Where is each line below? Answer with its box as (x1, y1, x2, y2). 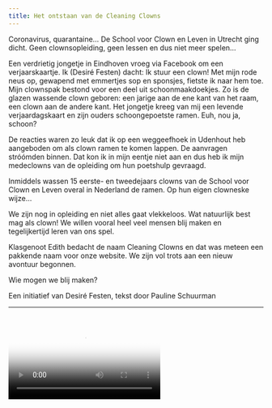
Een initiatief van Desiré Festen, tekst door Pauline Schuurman (8, 290, 216, 300)
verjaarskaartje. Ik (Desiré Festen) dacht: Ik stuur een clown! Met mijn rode (8, 67, 257, 77)
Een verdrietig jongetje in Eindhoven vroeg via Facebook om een (8, 58, 224, 68)
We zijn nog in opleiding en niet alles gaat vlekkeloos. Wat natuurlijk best (8, 208, 251, 219)
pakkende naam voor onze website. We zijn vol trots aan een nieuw (8, 251, 233, 260)
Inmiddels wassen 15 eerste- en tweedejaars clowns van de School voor (8, 176, 249, 186)
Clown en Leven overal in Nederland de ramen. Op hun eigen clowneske (8, 184, 249, 195)
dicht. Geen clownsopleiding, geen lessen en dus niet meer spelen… (8, 42, 236, 53)
